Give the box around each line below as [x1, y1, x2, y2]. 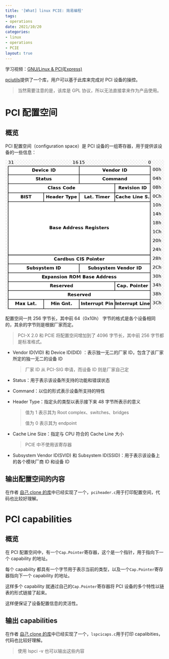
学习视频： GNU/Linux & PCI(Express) [5, 66, 82, 72]
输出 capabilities [5, 617, 58, 625]
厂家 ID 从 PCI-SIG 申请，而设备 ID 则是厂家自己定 [25, 366, 129, 372]
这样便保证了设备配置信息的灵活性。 [5, 600, 81, 606]
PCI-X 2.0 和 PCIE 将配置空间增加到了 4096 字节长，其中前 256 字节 [17, 332, 160, 338]
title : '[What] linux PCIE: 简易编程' [5, 8, 84, 13]
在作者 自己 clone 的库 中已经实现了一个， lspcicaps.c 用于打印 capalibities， [5, 631, 163, 637]
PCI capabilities [5, 513, 72, 525]
